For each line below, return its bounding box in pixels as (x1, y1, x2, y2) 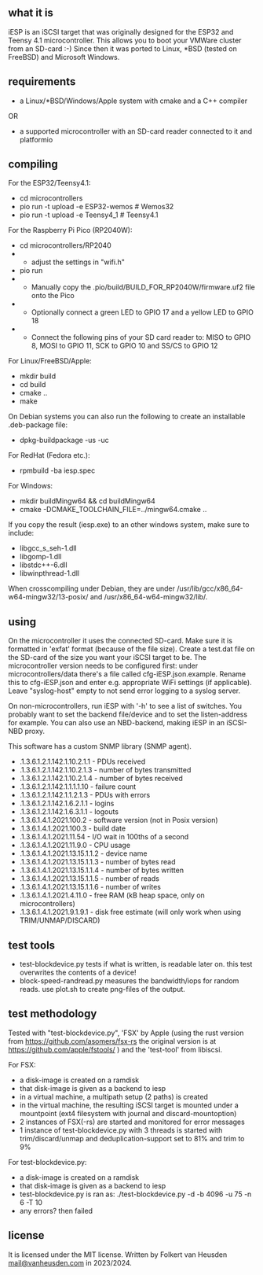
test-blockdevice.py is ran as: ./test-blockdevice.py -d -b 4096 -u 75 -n (19, 1189, 252, 1199)
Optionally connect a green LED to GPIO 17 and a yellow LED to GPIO (31, 308, 254, 317)
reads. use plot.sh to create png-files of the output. (19, 985, 186, 994)
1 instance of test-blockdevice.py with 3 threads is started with (19, 1125, 223, 1135)
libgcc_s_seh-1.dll (19, 544, 77, 553)
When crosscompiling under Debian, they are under (8, 584, 175, 593)
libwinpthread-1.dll (19, 569, 80, 578)
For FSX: (8, 1059, 37, 1069)
